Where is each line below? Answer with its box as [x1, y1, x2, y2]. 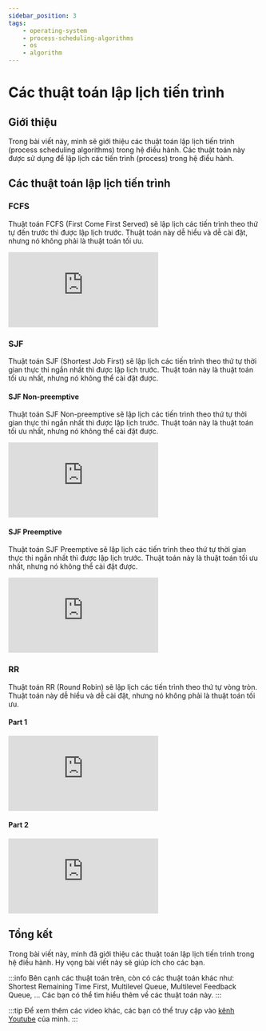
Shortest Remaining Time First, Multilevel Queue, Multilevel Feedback [8, 981, 237, 991]
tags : [8, 19, 26, 27]
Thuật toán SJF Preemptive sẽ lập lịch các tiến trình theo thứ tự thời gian [8, 545, 247, 554]
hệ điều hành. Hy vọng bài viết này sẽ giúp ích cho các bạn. [8, 957, 205, 967]
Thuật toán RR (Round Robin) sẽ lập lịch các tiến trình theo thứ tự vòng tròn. [8, 682, 258, 691]
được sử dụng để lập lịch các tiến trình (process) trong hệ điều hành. [8, 154, 235, 163]
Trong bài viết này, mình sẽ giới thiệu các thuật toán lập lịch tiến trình [8, 137, 235, 146]
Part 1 [8, 718, 28, 727]
